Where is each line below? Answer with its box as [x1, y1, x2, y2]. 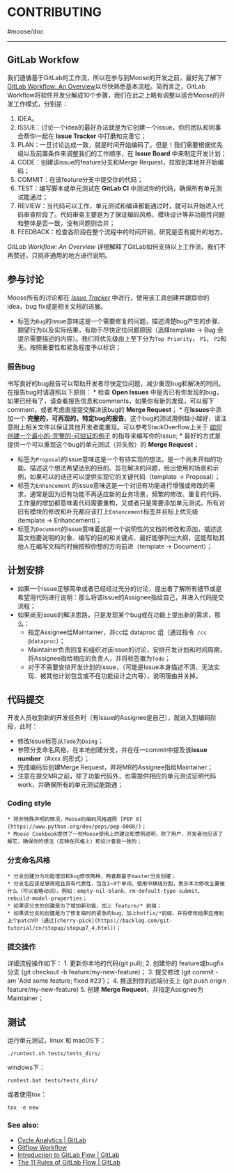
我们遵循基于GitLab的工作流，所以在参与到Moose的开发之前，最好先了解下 [7, 73, 223, 82]
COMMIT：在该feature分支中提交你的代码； [17, 175, 143, 183]
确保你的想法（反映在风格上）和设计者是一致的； [22, 838, 143, 845]
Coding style [7, 799, 52, 808]
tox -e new [7, 1104, 39, 1112]
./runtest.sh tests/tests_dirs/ [7, 1050, 101, 1057]
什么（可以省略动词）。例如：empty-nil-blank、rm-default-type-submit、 [7, 888, 203, 895]
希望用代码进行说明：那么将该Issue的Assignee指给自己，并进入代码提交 [17, 593, 224, 601]
